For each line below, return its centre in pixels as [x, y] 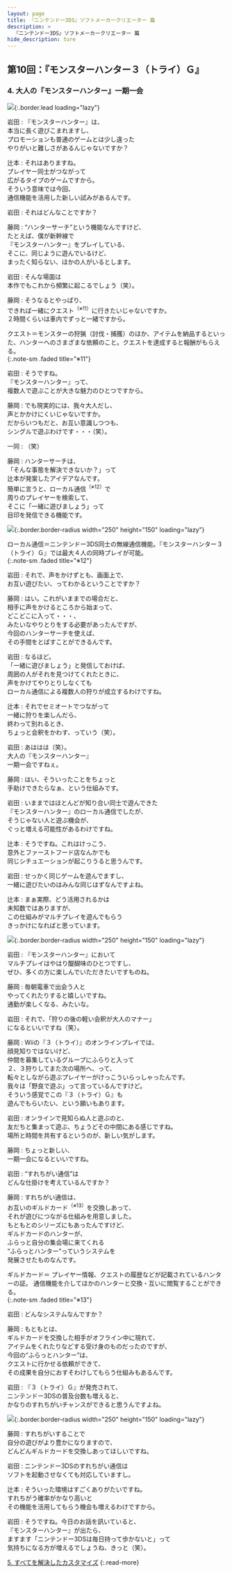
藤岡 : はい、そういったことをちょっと [61, 779]
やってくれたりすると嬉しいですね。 [59, 996]
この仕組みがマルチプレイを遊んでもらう [65, 917]
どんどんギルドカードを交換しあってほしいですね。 [80, 1451]
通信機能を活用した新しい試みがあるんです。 [71, 197]
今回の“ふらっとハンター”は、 [50, 1355]
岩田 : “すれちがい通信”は [43, 1174]
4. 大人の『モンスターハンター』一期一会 [75, 91]
